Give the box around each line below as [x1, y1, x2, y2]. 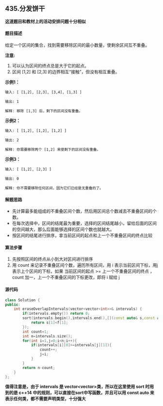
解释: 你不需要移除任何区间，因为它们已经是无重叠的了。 [5, 186, 103, 191]
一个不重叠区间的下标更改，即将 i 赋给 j [42, 274, 120, 280]
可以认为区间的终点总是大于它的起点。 [12, 63, 89, 69]
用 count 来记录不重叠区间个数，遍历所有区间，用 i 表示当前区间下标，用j [12, 262, 158, 268]
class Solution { [5, 298, 40, 303]
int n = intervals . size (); [22, 334, 73, 338]
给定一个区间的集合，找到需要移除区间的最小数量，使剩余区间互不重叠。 [5, 42, 149, 48]
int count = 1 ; [22, 329, 49, 334]
